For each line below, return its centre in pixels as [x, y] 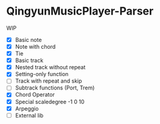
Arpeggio [27, 108]
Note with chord [35, 46]
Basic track [29, 60]
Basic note [28, 40]
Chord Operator [35, 95]
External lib [29, 115]
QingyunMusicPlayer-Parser [80, 11]
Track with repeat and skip [48, 81]
